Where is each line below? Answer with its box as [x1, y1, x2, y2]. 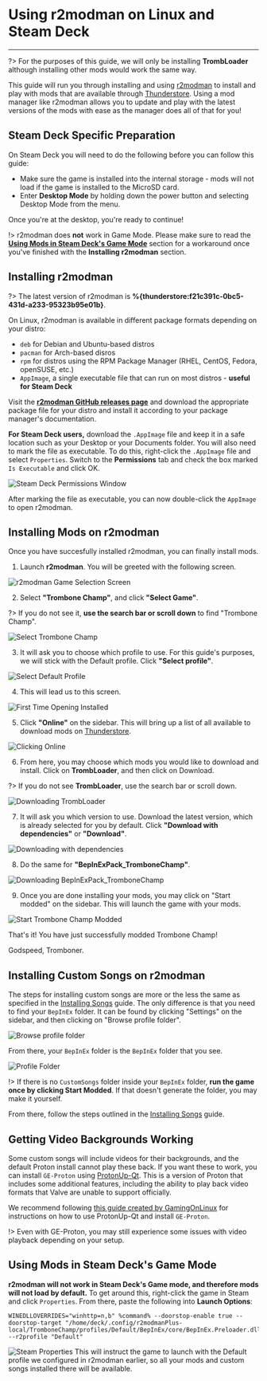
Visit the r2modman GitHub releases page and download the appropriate [8, 397, 250, 406]
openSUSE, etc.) [19, 364, 74, 374]
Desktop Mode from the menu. [19, 199, 121, 209]
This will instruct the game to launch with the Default [74, 1347, 247, 1356]
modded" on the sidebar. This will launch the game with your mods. [19, 899, 241, 909]
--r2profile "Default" [8, 1332, 83, 1340]
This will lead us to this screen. [19, 687, 122, 696]
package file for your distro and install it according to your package [8, 405, 229, 415]
